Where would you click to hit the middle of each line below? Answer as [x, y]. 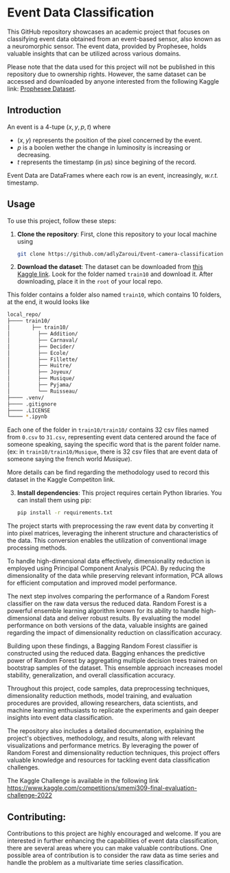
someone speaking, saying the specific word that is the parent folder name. [114, 445]
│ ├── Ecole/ [38, 353]
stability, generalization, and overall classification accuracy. [91, 675]
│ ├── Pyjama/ [39, 385]
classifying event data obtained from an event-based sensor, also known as [114, 38]
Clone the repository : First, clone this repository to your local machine [117, 234]
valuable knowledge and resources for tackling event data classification [109, 760]
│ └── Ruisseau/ [43, 391]
